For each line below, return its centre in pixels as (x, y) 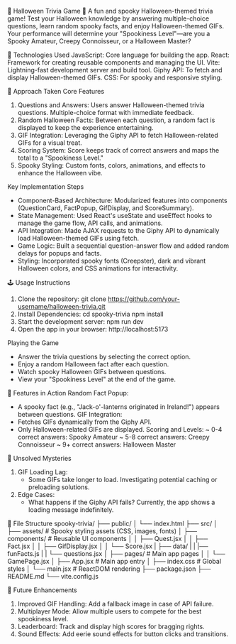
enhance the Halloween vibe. (60, 173)
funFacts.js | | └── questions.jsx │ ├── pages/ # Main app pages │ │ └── (116, 553)
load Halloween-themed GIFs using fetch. (78, 238)
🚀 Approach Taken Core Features (56, 91)
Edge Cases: (36, 495)
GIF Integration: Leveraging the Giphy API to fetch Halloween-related (118, 135)
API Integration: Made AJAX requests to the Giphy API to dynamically (118, 230)
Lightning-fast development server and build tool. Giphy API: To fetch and (115, 70)
